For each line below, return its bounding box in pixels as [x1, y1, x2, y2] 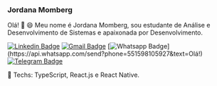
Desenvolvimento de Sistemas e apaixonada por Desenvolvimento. [7, 28, 203, 37]
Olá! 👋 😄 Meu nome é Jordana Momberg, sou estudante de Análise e [7, 21, 211, 30]
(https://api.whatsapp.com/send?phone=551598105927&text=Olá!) [7, 49, 203, 58]
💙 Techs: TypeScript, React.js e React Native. [7, 70, 140, 79]
